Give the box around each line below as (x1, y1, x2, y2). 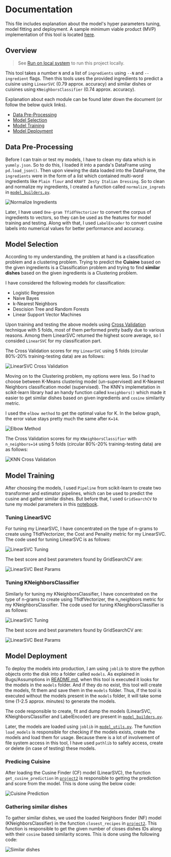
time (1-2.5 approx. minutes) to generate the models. (5, 698, 116, 704)
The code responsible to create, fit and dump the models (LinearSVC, (5, 708, 152, 714)
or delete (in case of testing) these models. (5, 745, 96, 751)
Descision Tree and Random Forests (12, 306, 90, 312)
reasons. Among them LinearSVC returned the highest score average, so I (5, 332, 161, 339)
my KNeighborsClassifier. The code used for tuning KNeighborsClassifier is (5, 601, 164, 608)
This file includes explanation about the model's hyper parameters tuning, (5, 21, 161, 27)
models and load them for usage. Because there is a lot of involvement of (5, 734, 160, 740)
